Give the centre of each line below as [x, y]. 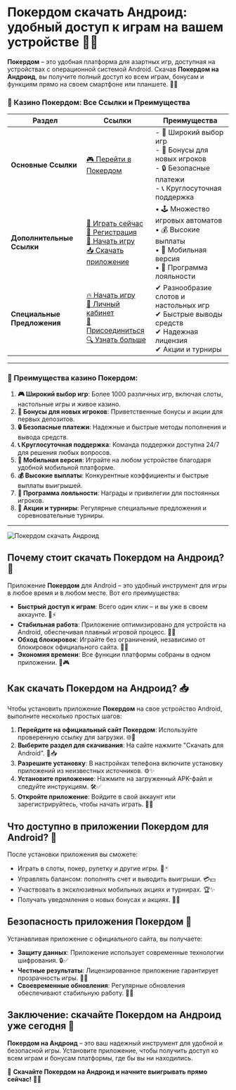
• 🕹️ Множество [183, 209]
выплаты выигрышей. [50, 485]
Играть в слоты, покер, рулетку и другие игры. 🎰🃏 [93, 868]
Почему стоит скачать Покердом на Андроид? [116, 557]
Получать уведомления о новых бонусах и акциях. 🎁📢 [99, 899]
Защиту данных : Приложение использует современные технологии [120, 952]
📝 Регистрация [112, 232]
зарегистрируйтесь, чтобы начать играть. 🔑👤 [85, 804]
